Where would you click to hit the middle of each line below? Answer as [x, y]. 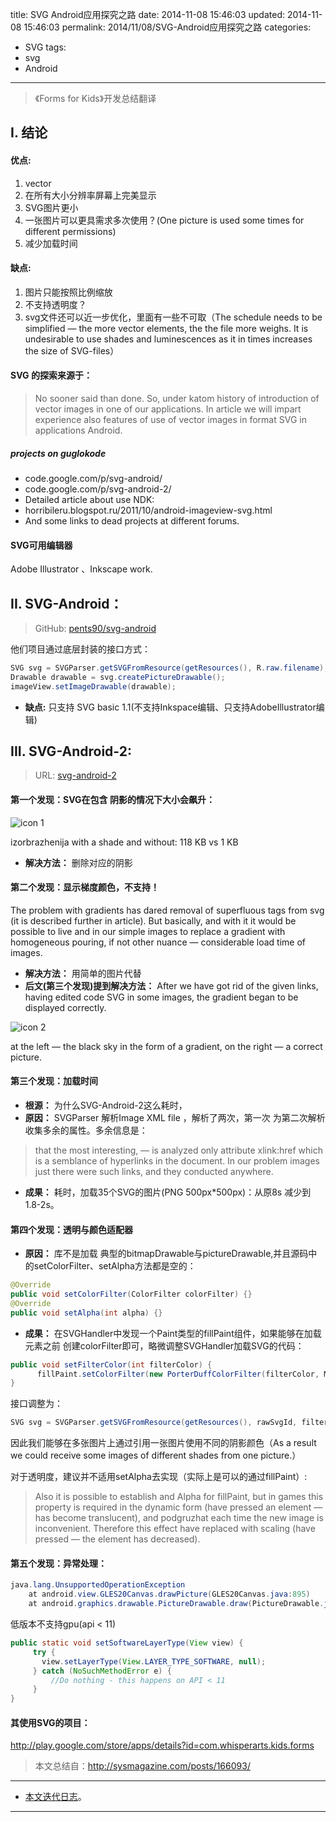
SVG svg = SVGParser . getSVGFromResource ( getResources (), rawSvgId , [154, 1423]
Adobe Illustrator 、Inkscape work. [81, 569]
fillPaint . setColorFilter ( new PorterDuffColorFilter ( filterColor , [178, 1374]
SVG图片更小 [51, 207]
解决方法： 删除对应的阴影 [78, 862]
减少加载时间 [51, 243]
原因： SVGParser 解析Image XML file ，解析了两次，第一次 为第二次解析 [175, 1118]
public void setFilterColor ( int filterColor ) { [111, 1364]
